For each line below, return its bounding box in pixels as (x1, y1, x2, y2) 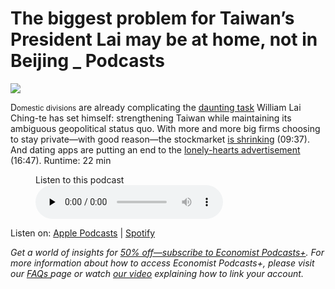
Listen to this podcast (35, 173, 125, 186)
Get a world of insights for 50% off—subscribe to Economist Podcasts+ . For (10, 246, 325, 258)
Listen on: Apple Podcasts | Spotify (10, 227, 156, 239)
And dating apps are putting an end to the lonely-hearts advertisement (10, 143, 301, 156)
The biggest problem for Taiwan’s (10, 7, 295, 30)
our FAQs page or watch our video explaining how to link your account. (10, 267, 304, 279)
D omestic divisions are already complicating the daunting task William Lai (10, 101, 302, 113)
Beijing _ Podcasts (10, 50, 165, 72)
